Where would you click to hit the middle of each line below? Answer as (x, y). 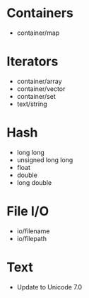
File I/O (28, 211)
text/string (32, 104)
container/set (36, 96)
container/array (39, 81)
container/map (38, 33)
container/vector (41, 89)
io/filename (33, 231)
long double (34, 182)
